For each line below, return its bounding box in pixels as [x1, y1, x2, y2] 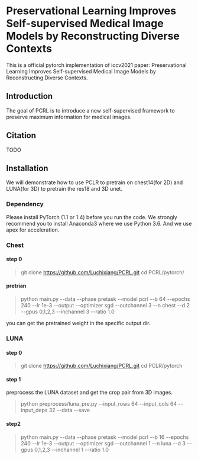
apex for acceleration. [6, 226, 60, 233]
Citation [6, 130, 37, 140]
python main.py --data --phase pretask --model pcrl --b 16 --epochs [20, 434, 189, 441]
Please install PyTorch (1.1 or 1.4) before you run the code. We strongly [6, 213, 177, 220]
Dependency [6, 200, 44, 208]
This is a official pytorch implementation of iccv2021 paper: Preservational [6, 61, 187, 69]
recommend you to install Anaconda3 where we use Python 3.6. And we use [6, 220, 192, 227]
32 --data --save [48, 407, 90, 414]
